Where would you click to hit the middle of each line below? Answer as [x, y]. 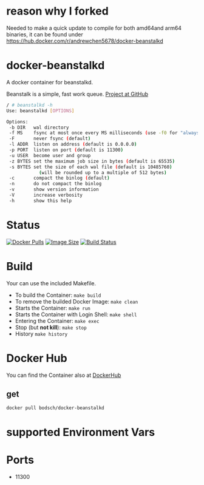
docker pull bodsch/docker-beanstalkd [55, 408]
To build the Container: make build [58, 295]
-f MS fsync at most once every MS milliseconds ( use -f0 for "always [104, 133]
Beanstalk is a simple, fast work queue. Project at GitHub [77, 94]
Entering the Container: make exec [57, 321]
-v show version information [54, 189]
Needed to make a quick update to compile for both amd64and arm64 [94, 28]
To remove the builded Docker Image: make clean [76, 301]
